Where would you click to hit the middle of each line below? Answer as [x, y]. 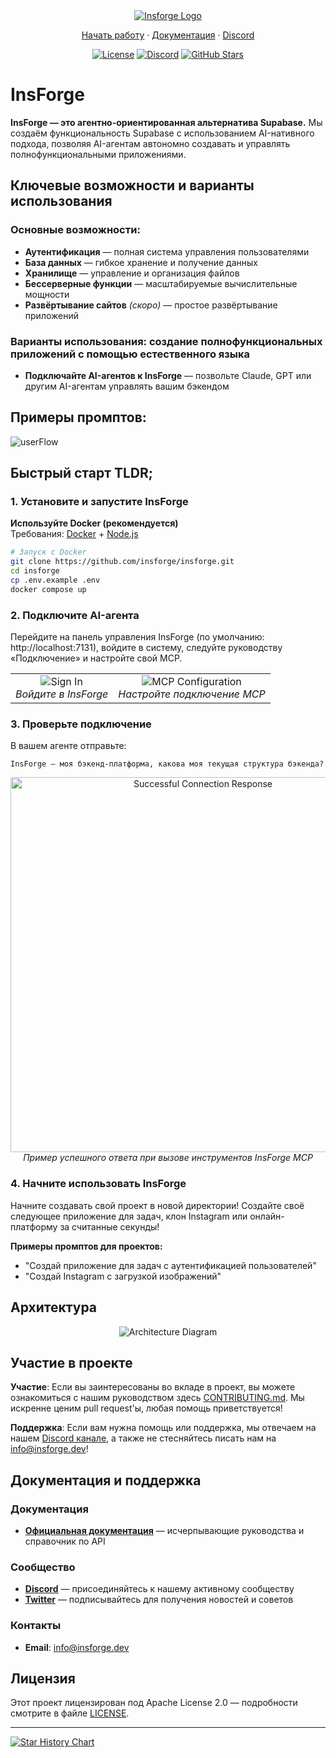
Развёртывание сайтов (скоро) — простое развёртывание [151, 305]
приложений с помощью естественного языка [130, 354]
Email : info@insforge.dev [77, 1647]
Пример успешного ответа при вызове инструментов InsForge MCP [168, 1158]
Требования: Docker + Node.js [74, 534]
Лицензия [43, 1678]
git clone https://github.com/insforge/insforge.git [122, 562]
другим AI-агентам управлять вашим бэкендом [127, 386]
